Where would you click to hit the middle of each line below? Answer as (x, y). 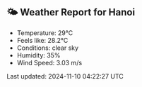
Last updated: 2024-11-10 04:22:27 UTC (65, 76)
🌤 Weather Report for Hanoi (71, 12)
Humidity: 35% (39, 55)
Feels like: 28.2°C (42, 40)
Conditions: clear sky (48, 48)
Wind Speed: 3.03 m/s (49, 62)
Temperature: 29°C (45, 33)
